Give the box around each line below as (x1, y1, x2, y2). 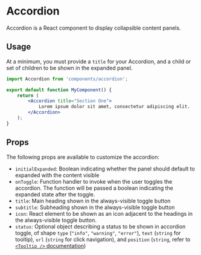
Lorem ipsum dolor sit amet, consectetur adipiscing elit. (38, 104, 190, 110)
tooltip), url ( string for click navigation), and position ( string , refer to (14, 236, 191, 243)
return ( (17, 92, 39, 98)
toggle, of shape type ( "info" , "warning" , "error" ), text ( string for (14, 229, 181, 236)
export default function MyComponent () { (6, 86, 112, 93)
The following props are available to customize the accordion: (6, 153, 160, 161)
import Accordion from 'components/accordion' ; (6, 76, 129, 82)
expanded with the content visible (14, 171, 100, 179)
